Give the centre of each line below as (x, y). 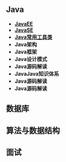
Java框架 (26, 52)
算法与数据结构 (33, 131)
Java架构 (26, 44)
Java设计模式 (31, 59)
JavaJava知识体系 (37, 73)
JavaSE (24, 30)
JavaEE (24, 23)
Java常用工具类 (33, 37)
